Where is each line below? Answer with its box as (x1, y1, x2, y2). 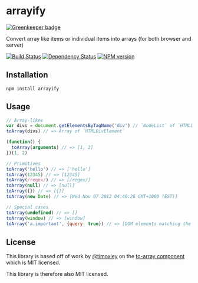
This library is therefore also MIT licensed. (6, 271, 108, 278)
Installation (6, 70, 48, 80)
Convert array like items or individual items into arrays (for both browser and (6, 35, 192, 42)
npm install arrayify (6, 86, 60, 92)
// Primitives (6, 161, 41, 167)
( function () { (6, 139, 41, 145)
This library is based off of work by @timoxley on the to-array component (6, 253, 185, 260)
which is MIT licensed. (6, 259, 61, 266)
